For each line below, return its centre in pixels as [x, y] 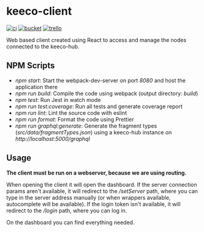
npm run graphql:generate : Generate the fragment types [86, 126]
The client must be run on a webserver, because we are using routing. [97, 173]
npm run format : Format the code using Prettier [75, 119]
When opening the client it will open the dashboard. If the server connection [102, 184]
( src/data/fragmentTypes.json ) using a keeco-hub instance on [93, 132]
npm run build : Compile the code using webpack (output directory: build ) [107, 93]
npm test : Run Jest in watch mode [58, 100]
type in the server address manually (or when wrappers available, [89, 197]
